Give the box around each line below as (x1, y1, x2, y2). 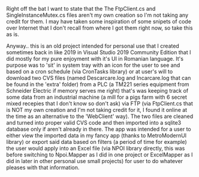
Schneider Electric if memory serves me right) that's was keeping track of (6, 87, 189, 94)
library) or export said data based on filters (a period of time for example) (6, 138, 187, 145)
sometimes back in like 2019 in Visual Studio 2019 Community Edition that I (6, 49, 191, 56)
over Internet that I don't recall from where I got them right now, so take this (6, 24, 193, 31)
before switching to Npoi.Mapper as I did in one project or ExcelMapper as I (6, 151, 193, 158)
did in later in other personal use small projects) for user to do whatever (6, 158, 183, 164)
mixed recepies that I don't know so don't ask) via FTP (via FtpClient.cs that (6, 100, 193, 107)
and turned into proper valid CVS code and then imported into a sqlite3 (6, 119, 182, 126)
